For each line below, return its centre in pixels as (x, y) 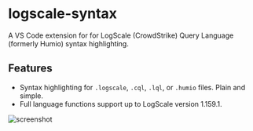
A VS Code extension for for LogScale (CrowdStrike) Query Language (121, 35)
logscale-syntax (63, 14)
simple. (31, 96)
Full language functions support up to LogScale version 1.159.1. (121, 104)
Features (30, 69)
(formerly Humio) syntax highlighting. (69, 43)
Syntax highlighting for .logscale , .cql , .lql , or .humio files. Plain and (132, 87)
